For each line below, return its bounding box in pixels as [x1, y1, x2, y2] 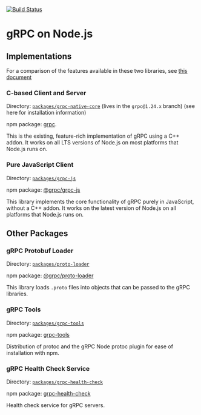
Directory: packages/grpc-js [6, 174, 76, 181]
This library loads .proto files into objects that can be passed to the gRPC [6, 284, 191, 291]
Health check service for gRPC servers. [6, 401, 105, 409]
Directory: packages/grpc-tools [6, 319, 84, 326]
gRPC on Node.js [6, 27, 93, 41]
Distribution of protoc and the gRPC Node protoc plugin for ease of [6, 343, 174, 350]
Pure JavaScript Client [6, 161, 74, 169]
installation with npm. [6, 349, 59, 356]
